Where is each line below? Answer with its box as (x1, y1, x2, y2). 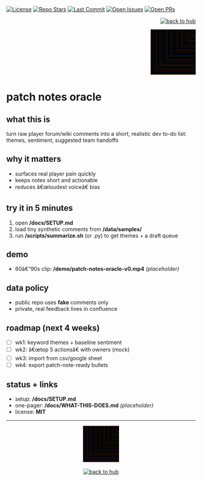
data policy (6, 282, 49, 293)
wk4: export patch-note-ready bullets (14, 362, 108, 369)
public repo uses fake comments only (14, 299, 109, 306)
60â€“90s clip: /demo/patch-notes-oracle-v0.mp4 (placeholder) (14, 266, 179, 273)
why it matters (6, 154, 61, 164)
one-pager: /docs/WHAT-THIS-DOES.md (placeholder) (14, 402, 154, 409)
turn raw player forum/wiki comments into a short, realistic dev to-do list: (6, 130, 187, 137)
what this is (6, 114, 50, 124)
